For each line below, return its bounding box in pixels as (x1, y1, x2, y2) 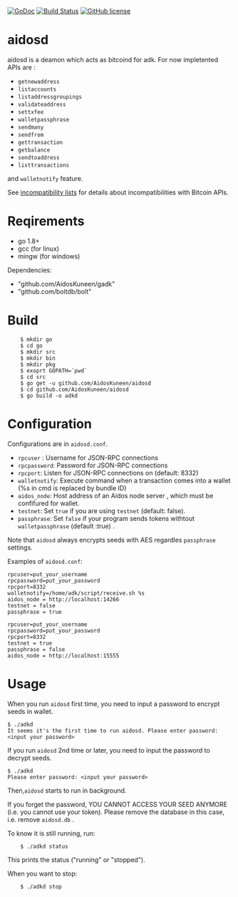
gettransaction (17, 139, 63, 146)
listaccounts (17, 86, 57, 93)
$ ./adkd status (20, 843, 69, 850)
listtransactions (17, 162, 70, 169)
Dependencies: (7, 265, 52, 274)
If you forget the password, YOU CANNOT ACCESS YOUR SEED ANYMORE (7, 800, 228, 808)
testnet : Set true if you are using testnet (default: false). (17, 506, 186, 515)
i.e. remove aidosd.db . (7, 815, 75, 823)
